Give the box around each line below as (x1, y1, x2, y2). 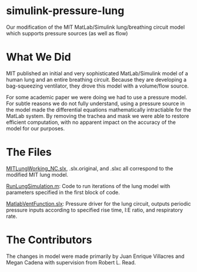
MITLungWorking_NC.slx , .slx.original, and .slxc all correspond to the (6, 164, 173, 172)
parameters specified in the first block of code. (6, 189, 121, 196)
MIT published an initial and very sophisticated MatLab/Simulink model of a (6, 69, 188, 77)
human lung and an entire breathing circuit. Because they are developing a (6, 76, 187, 83)
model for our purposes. (6, 125, 65, 132)
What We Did (6, 51, 72, 64)
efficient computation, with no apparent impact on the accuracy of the (6, 119, 176, 126)
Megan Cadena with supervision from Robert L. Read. (6, 258, 136, 266)
